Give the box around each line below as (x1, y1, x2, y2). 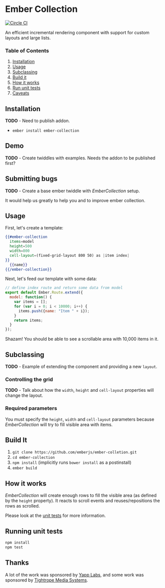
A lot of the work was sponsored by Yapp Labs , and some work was (5, 572, 144, 578)
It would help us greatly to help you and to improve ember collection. (5, 197, 146, 203)
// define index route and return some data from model (5, 286, 123, 291)
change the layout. (5, 392, 43, 398)
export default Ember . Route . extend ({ (5, 290, 83, 295)
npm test (5, 545, 23, 550)
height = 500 (9, 244, 32, 249)
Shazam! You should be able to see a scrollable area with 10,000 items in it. (5, 336, 159, 342)
